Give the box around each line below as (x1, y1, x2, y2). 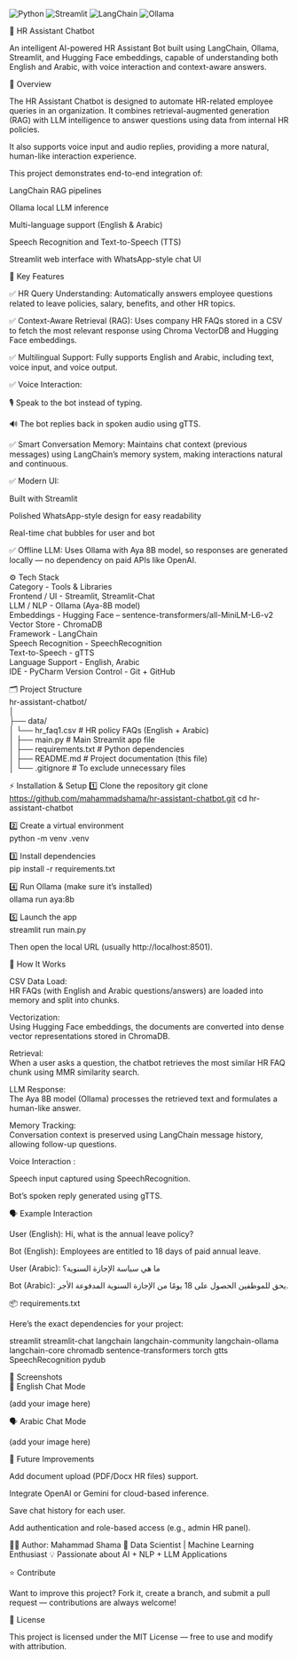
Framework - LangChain (9, 629, 98, 638)
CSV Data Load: (9, 976, 68, 986)
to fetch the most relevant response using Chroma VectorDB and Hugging (9, 325, 279, 336)
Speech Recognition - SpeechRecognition (9, 638, 162, 648)
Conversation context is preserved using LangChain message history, (9, 1130, 263, 1139)
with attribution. (9, 1641, 67, 1651)
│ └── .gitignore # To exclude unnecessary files (9, 763, 186, 773)
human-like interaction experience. (9, 151, 137, 161)
